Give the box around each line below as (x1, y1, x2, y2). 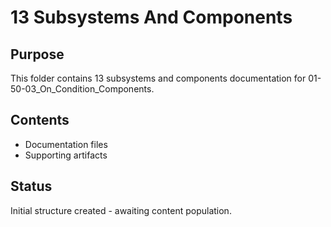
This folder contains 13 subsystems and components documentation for (10, 72, 307, 84)
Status (10, 178, 53, 195)
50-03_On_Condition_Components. (10, 83, 155, 95)
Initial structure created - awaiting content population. (10, 204, 232, 216)
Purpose (10, 46, 65, 63)
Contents (10, 112, 70, 129)
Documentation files (24, 138, 108, 150)
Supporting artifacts (24, 149, 108, 161)
